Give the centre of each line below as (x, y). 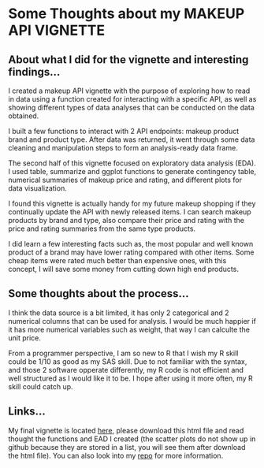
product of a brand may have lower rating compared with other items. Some (131, 252)
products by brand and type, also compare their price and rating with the (126, 220)
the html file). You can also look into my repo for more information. (116, 455)
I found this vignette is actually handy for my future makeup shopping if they (132, 203)
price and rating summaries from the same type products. (102, 228)
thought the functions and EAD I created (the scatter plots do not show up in (132, 439)
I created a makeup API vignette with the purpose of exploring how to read (129, 91)
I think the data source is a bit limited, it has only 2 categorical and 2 (119, 313)
